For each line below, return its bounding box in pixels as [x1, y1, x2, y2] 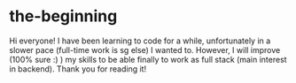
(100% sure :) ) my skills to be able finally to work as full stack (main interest [9, 54, 287, 64]
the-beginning [9, 6, 118, 26]
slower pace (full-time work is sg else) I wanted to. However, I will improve [9, 44, 281, 55]
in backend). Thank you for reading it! [9, 64, 147, 74]
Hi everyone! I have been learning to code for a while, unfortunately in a [9, 35, 271, 46]
